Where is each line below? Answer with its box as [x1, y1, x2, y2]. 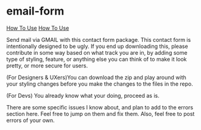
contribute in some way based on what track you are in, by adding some [6, 49, 188, 56]
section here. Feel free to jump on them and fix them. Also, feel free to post [6, 110, 195, 117]
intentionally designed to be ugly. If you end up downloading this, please [6, 43, 188, 50]
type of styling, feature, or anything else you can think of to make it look [6, 55, 187, 63]
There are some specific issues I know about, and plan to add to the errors [6, 103, 194, 111]
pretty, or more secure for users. [6, 62, 88, 69]
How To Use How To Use [6, 24, 69, 32]
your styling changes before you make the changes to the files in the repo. [6, 80, 193, 87]
